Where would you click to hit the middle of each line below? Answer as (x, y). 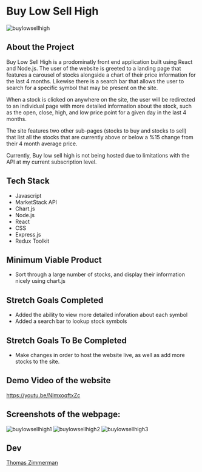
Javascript (28, 195)
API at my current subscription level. (52, 162)
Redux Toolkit (32, 241)
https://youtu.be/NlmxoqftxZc (43, 395)
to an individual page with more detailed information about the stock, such (99, 106)
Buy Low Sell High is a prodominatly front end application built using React (99, 61)
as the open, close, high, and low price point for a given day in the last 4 (96, 112)
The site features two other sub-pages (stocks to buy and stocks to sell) (96, 130)
